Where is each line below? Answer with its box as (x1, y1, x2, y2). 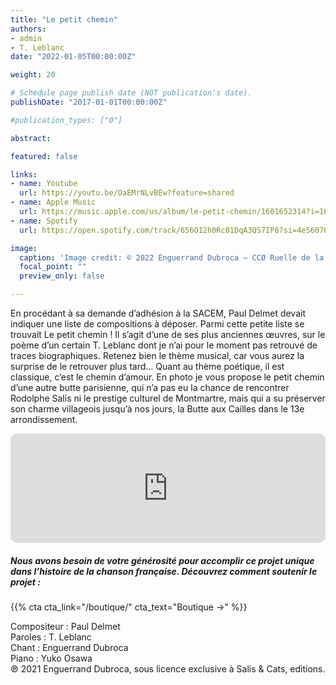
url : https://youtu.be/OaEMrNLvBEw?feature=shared (19, 188, 235, 198)
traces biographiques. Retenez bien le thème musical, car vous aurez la (10, 350, 305, 361)
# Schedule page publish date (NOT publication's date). (10, 88, 253, 98)
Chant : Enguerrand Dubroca (10, 641, 129, 653)
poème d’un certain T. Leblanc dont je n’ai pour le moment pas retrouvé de (10, 339, 318, 351)
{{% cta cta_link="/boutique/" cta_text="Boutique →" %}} (10, 601, 248, 613)
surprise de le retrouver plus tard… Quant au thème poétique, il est (10, 361, 285, 372)
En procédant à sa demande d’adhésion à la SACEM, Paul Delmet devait (10, 307, 307, 319)
